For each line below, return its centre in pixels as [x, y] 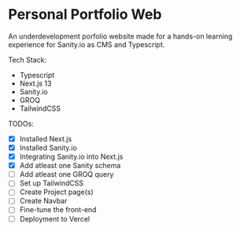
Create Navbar [43, 201]
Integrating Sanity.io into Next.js [71, 157]
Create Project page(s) [57, 192]
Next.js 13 [35, 83]
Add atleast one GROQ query [66, 174]
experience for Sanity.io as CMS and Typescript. [87, 44]
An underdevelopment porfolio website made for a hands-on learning [120, 36]
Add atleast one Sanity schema [70, 166]
